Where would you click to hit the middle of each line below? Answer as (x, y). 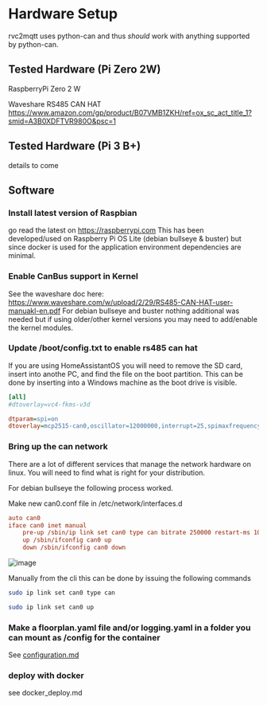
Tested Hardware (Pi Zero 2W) (85, 70)
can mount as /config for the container (84, 637)
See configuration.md (44, 655)
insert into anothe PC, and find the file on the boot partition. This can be (126, 374)
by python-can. (33, 44)
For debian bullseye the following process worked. (91, 488)
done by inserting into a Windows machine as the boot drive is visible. (123, 382)
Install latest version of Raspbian (73, 213)
